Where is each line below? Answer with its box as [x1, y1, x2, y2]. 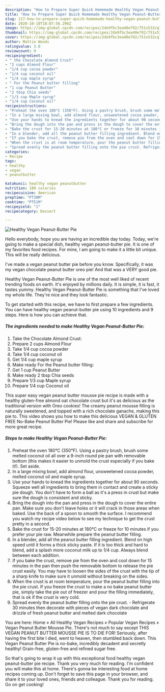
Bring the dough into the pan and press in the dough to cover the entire [12, 500, 156, 506]
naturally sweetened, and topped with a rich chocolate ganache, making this [5, 408, 160, 414]
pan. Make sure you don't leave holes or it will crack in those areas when [12, 505, 160, 511]
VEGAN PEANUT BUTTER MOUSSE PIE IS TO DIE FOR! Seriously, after [5, 630, 147, 636]
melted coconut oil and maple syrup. [12, 474, 87, 480]
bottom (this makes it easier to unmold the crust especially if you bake [12, 458, 155, 464]
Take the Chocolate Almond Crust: [12, 336, 82, 342]
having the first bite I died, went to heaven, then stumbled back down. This [5, 635, 156, 641]
